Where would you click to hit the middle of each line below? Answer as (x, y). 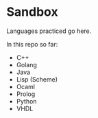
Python (26, 101)
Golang (26, 64)
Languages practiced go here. (49, 31)
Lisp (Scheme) (37, 79)
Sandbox (33, 12)
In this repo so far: (32, 44)
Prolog (26, 94)
